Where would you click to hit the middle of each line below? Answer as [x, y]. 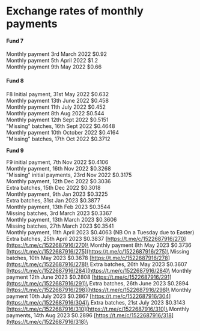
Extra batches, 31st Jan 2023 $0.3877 [53, 200]
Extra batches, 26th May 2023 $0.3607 [138, 264]
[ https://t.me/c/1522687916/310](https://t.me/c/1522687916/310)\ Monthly [98, 309]
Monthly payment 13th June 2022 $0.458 [58, 100]
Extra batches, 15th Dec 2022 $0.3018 [53, 187]
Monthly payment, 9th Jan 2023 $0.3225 [57, 194]
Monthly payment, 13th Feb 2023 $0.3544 [59, 207]
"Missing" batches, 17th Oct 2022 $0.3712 [58, 139]
